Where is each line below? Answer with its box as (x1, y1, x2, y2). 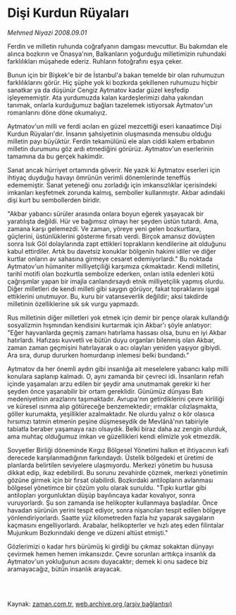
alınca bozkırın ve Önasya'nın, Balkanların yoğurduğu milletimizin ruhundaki (7, 49, 227, 58)
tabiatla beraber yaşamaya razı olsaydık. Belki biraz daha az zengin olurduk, (7, 424, 228, 433)
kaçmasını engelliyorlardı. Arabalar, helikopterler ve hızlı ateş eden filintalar (7, 521, 224, 529)
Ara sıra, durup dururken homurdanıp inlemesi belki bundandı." (7, 351, 190, 359)
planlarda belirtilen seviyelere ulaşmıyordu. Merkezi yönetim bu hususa (7, 461, 213, 469)
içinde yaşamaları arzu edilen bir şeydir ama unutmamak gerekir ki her (7, 380, 211, 388)
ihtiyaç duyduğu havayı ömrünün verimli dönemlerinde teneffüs (7, 173, 191, 182)
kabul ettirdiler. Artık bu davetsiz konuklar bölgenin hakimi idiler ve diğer (7, 247, 216, 255)
